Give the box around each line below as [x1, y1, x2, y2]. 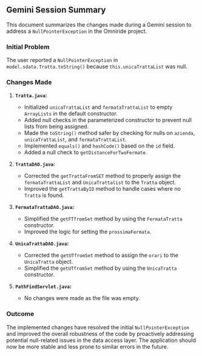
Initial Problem [6, 43, 50, 51]
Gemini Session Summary [6, 5, 106, 15]
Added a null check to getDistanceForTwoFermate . [24, 149, 147, 156]
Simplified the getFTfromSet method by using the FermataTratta [24, 215, 183, 222]
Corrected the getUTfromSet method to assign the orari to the [24, 252, 179, 259]
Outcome [6, 310, 35, 318]
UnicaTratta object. [24, 258, 73, 265]
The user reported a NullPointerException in [6, 56, 118, 64]
